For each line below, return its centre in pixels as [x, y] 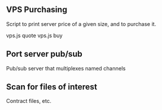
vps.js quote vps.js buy [34, 35]
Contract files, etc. [29, 101]
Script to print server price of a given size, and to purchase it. [81, 24]
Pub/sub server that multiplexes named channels [66, 68]
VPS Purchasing [37, 10]
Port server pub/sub [45, 54]
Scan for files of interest [52, 87]
